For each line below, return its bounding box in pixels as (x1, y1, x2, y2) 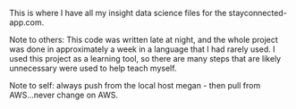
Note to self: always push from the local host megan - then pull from (9, 80, 261, 90)
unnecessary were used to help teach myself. (9, 63, 177, 73)
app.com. (9, 17, 45, 28)
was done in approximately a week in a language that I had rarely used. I (9, 44, 275, 54)
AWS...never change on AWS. (9, 89, 119, 100)
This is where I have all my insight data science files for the (9, 8, 227, 18)
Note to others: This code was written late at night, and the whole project (9, 35, 279, 45)
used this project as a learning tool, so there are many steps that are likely (9, 54, 282, 63)
